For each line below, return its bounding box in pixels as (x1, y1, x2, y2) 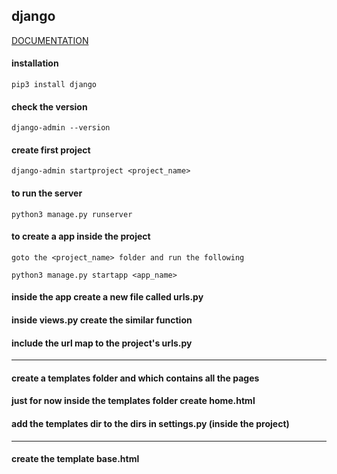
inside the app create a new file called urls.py (11, 291, 204, 303)
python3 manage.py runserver (11, 209, 133, 219)
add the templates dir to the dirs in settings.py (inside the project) (11, 418, 290, 429)
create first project (11, 144, 91, 156)
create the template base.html (11, 453, 140, 465)
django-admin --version (11, 123, 111, 133)
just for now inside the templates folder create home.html (11, 395, 256, 407)
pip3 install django (11, 80, 98, 90)
